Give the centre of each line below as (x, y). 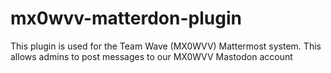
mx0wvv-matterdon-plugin (126, 18)
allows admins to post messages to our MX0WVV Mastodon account (151, 56)
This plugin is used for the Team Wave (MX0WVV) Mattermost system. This (166, 46)
